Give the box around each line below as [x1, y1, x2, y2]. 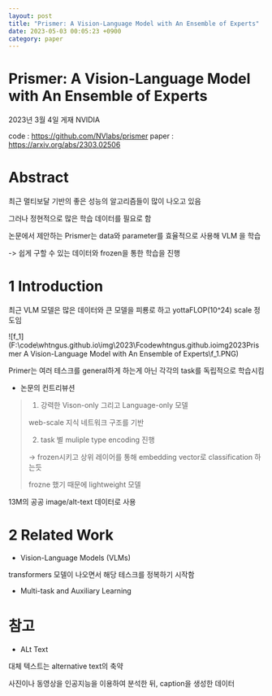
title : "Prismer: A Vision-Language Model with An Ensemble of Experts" [8, 20, 260, 28]
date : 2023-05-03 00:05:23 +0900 [8, 27, 122, 35]
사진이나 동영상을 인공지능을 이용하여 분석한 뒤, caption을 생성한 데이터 [8, 678, 235, 688]
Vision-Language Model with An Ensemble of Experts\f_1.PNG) [30, 349, 240, 359]
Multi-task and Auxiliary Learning [19, 586, 132, 595]
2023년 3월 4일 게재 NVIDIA [8, 115, 100, 125]
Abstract [8, 169, 69, 187]
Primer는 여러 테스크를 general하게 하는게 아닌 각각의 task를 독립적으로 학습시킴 [8, 366, 265, 375]
